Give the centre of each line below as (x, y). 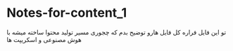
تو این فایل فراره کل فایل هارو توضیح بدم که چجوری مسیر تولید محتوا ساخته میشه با (116, 32)
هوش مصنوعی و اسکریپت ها (44, 39)
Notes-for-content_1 (67, 13)
